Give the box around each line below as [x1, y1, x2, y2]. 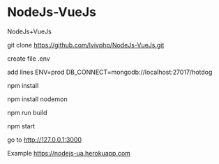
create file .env [7, 54, 50, 63]
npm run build [7, 108, 47, 117]
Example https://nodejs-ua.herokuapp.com [7, 149, 131, 157]
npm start [7, 121, 36, 130]
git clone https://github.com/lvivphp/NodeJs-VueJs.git [7, 40, 165, 49]
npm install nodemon [7, 95, 68, 103]
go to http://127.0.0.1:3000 [7, 135, 82, 144]
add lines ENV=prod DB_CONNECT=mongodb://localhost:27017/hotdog [7, 68, 213, 76]
